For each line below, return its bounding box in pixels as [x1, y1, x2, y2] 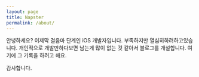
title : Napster [6, 14, 44, 20]
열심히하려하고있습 [149, 37, 193, 44]
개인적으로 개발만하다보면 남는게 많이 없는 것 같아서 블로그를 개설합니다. [19, 44, 186, 51]
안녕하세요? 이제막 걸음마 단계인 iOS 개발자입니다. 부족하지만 [6, 37, 148, 44]
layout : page [6, 8, 39, 15]
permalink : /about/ [6, 20, 55, 26]
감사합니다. [6, 64, 32, 72]
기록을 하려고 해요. [23, 52, 67, 59]
